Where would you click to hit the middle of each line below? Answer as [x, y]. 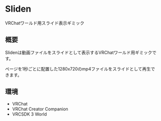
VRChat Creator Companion [40, 109]
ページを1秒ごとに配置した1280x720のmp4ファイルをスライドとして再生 [78, 69]
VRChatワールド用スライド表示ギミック [45, 23]
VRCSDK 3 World [30, 114]
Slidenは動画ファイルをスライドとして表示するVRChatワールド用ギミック [79, 52]
